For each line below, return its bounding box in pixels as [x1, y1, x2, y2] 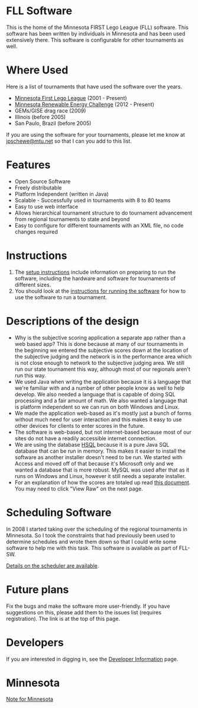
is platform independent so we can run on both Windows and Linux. [14, 403, 180, 410]
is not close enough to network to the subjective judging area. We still [14, 359, 185, 366]
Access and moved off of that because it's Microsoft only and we [14, 460, 174, 467]
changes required [14, 228, 58, 235]
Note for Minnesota [6, 696, 53, 703]
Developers [6, 636, 64, 649]
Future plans [6, 582, 69, 596]
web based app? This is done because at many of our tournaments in [14, 340, 184, 347]
